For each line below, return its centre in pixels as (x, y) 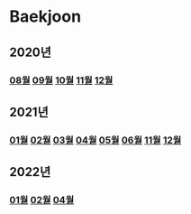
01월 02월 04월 (42, 200)
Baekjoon (45, 17)
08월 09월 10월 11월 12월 (61, 80)
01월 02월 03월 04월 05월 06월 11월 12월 (95, 140)
